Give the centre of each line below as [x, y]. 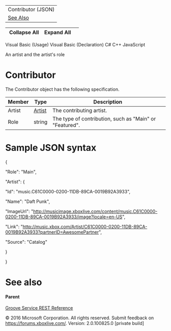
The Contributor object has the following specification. [62, 89]
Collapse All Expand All [40, 32]
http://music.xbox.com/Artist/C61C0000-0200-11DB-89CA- [85, 226]
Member [18, 101]
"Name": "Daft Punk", [27, 201]
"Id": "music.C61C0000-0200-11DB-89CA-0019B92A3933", [68, 191]
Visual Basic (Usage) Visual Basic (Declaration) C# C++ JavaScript [75, 45]
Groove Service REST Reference [39, 308]
